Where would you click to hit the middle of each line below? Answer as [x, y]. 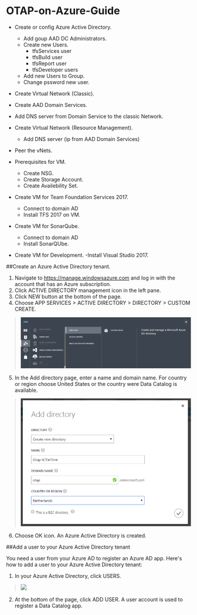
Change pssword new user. [56, 82]
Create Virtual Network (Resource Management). [74, 127]
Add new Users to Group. [54, 76]
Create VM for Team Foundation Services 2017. [71, 197]
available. [26, 390]
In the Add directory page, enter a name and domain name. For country [101, 378]
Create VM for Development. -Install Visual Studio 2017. [81, 255]
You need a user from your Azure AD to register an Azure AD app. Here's [94, 559]
